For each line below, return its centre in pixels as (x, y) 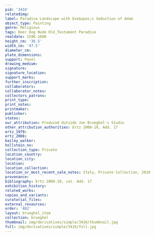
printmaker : (17, 109)
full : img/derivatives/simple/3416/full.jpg (51, 227)
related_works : (20, 190)
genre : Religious (23, 28)
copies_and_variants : (27, 195)
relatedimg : (17, 14)
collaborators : (20, 86)
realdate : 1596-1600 (26, 37)
